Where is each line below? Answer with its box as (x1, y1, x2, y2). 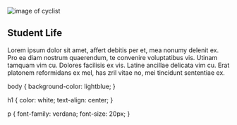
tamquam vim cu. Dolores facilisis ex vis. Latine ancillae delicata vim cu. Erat (7, 61, 230, 69)
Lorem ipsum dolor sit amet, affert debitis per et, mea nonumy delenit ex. (7, 46, 219, 54)
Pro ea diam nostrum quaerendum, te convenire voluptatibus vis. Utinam (7, 53, 218, 61)
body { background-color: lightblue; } (7, 82, 116, 90)
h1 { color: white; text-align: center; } (7, 95, 114, 104)
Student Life (7, 27, 62, 39)
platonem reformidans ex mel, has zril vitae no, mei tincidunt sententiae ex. (7, 68, 226, 77)
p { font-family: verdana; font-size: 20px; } (7, 109, 130, 118)
